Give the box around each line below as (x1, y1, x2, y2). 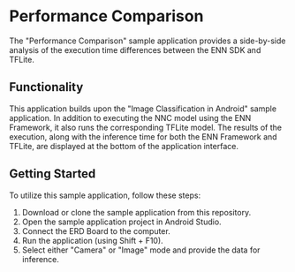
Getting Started (9, 166, 96, 182)
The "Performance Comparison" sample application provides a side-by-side (9, 35, 286, 46)
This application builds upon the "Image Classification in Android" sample (9, 103, 276, 114)
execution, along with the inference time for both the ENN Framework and (9, 131, 277, 142)
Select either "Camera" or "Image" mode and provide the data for (21, 245, 261, 255)
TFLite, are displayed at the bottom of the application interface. (9, 140, 238, 151)
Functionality (9, 79, 84, 94)
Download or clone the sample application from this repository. (21, 207, 252, 217)
